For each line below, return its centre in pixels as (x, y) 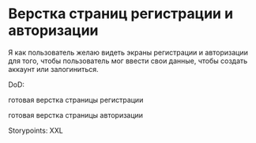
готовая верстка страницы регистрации (76, 100)
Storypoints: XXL (36, 130)
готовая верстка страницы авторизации (76, 115)
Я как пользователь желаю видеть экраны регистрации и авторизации (128, 52)
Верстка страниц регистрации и (121, 14)
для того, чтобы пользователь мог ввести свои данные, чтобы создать (128, 61)
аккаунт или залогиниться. (53, 69)
